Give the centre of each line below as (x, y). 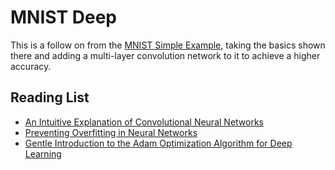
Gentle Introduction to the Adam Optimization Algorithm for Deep (158, 143)
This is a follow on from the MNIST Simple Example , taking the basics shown (168, 45)
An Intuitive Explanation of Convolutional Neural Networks (144, 122)
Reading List (50, 97)
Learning (43, 153)
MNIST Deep (63, 17)
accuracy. (31, 66)
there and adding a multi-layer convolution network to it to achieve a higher (165, 55)
